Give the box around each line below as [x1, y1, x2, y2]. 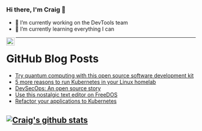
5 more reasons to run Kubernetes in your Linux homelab [14, 78, 156, 86]
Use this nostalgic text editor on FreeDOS [14, 91, 118, 99]
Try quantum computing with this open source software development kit [14, 72, 194, 79]
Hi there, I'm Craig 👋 [6, 5, 66, 14]
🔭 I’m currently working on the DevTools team [14, 19, 128, 26]
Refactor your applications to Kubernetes [14, 97, 117, 105]
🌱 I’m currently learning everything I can [14, 25, 115, 32]
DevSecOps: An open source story [14, 85, 101, 92]
